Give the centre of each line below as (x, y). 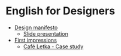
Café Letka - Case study (53, 46)
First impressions (36, 40)
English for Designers (60, 11)
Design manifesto (36, 27)
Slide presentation (46, 33)
